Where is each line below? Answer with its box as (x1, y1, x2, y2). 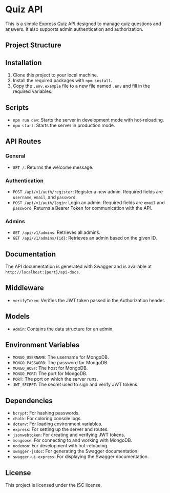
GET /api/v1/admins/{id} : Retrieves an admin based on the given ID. (12, 235, 157, 241)
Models (5, 312, 30, 321)
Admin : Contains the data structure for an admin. (12, 326, 114, 332)
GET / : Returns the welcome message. (12, 164, 94, 170)
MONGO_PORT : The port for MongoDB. (12, 370, 88, 377)
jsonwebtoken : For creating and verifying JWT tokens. (12, 432, 125, 438)
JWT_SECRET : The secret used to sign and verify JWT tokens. (12, 381, 139, 388)
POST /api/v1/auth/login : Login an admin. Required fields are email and (12, 199, 165, 206)
